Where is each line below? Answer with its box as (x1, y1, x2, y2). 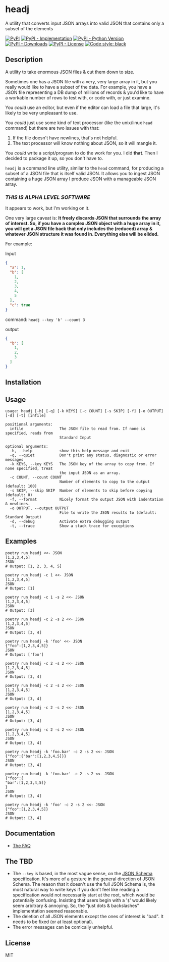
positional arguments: (5, 422, 53, 427)
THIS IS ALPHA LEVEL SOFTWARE (5, 193, 91, 200)
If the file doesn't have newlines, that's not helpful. (12, 135, 118, 141)
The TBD (5, 857, 33, 866)
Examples (5, 537, 37, 546)
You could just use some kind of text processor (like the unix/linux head (5, 120, 153, 126)
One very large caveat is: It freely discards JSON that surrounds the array (5, 215, 161, 221)
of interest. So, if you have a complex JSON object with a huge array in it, (5, 221, 161, 227)
